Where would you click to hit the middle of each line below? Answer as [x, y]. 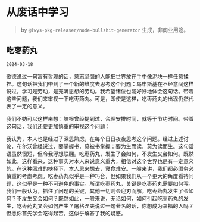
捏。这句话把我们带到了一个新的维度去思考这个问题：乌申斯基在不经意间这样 [100, 83]
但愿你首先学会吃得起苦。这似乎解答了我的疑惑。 [66, 213]
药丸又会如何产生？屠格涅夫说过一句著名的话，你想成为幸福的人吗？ [110, 205]
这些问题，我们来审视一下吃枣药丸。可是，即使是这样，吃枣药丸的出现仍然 [97, 98]
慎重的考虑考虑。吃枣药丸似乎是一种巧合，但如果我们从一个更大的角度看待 [97, 176]
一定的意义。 [32, 106]
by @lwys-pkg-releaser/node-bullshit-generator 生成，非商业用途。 [105, 30]
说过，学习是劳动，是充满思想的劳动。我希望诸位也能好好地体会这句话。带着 [100, 91]
